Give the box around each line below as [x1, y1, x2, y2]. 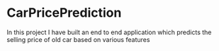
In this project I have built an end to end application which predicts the [6, 28, 212, 36]
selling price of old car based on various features [6, 35, 150, 43]
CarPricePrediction [6, 5, 122, 21]
